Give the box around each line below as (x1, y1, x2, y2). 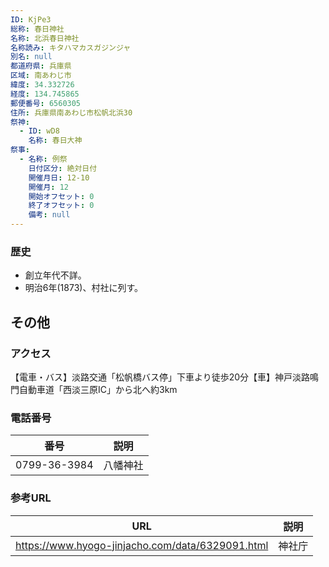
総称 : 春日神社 (10, 24, 65, 34)
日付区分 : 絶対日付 (28, 163, 98, 173)
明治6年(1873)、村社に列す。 (24, 282, 143, 294)
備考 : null (28, 210, 71, 220)
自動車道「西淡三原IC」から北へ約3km (18, 383, 178, 395)
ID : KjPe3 (10, 14, 52, 25)
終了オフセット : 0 (28, 201, 95, 211)
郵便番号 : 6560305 (10, 98, 82, 108)
